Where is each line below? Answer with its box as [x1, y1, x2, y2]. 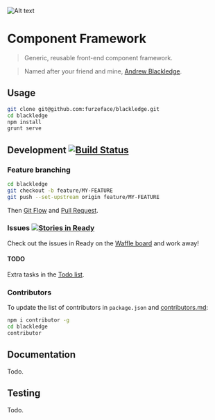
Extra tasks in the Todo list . [7, 270, 85, 279]
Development [7, 144, 67, 156]
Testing [7, 387, 41, 399]
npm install [7, 119, 42, 125]
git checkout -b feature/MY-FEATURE [7, 187, 113, 194]
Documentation [7, 349, 76, 360]
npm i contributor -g [7, 317, 70, 324]
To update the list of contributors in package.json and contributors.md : [7, 304, 209, 312]
